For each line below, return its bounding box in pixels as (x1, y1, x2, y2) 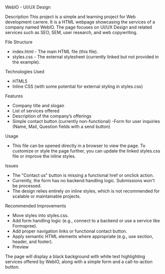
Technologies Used (5, 69, 44, 75)
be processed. (12, 183, 42, 189)
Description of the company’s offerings (12, 113, 92, 119)
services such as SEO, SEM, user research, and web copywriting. (5, 30, 138, 35)
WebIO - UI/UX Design (5, 4, 51, 10)
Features (5, 93, 23, 99)
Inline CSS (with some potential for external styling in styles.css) (12, 83, 143, 89)
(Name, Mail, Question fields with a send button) (12, 123, 111, 129)
